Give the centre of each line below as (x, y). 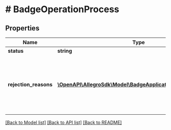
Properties (22, 28)
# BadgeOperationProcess (62, 9)
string (65, 51)
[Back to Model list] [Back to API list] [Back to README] (64, 122)
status (16, 51)
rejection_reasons (30, 85)
